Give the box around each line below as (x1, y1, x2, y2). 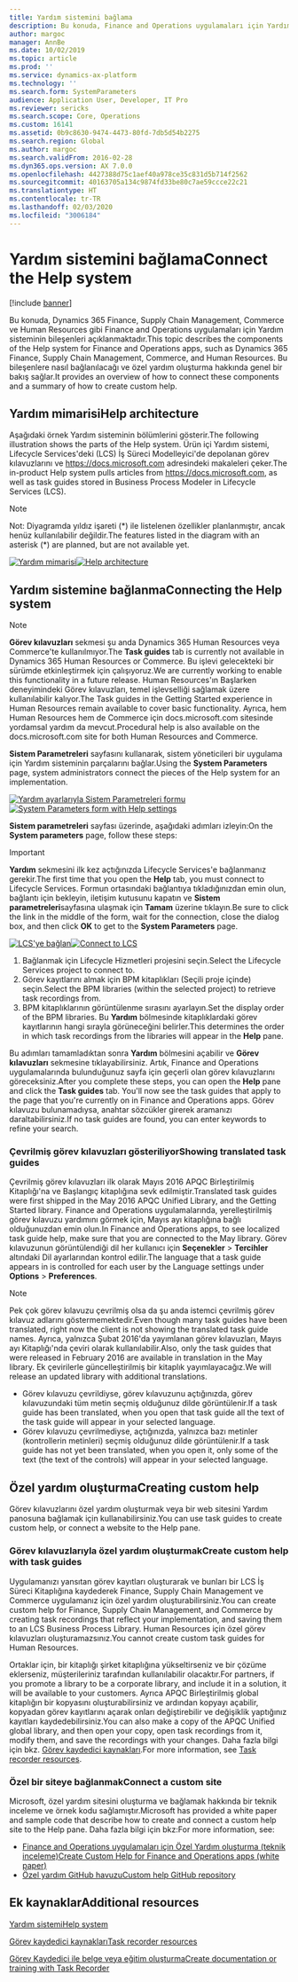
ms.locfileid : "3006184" (9, 210, 101, 220)
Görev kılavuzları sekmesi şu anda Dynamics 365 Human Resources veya (9, 637, 280, 648)
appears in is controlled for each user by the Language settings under (9, 1262, 264, 1272)
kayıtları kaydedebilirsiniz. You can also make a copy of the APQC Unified (9, 1716, 275, 1726)
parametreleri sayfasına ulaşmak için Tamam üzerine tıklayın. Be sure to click (9, 902, 289, 913)
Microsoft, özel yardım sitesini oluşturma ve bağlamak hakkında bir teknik (9, 1796, 278, 1806)
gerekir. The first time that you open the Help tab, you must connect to (9, 874, 264, 885)
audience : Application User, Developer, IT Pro (9, 95, 189, 105)
